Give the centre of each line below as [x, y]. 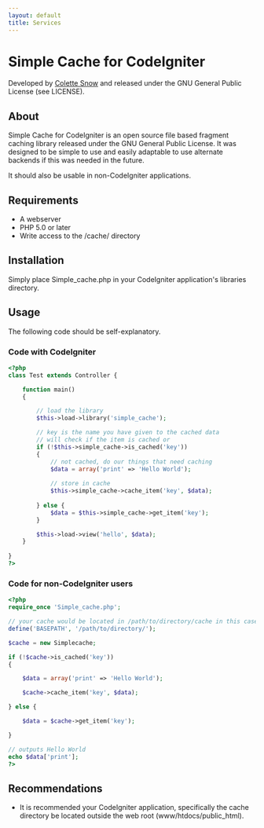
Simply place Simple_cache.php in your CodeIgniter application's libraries [127, 279]
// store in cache [80, 484]
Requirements [43, 200]
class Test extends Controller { [63, 375]
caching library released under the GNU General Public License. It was [123, 144]
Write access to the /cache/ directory [80, 236]
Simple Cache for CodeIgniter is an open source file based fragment [119, 135]
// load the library [70, 411]
